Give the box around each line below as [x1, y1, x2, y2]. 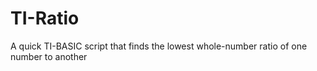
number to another [10, 50, 88, 62]
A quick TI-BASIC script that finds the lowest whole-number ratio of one [10, 40, 308, 52]
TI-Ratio [10, 7, 80, 30]
